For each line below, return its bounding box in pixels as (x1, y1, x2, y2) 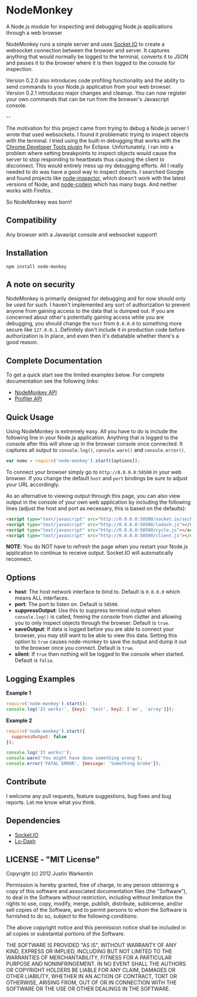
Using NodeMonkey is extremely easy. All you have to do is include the (6, 428, 178, 434)
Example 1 (6, 689, 31, 696)
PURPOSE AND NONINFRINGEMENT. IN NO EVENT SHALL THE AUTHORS (6, 961, 186, 968)
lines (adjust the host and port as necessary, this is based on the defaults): (6, 504, 186, 511)
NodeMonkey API (14, 389, 57, 396)
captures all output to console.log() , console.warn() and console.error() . (6, 447, 186, 453)
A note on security (6, 279, 75, 289)
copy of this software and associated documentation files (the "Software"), (6, 888, 188, 895)
